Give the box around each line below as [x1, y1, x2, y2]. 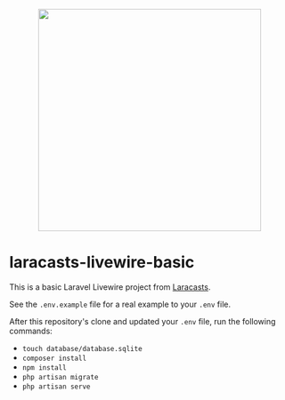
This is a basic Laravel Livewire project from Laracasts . [9, 281, 211, 292]
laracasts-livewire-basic [9, 252, 195, 273]
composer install [21, 354, 87, 363]
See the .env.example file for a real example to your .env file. [9, 299, 232, 309]
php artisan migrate [21, 372, 99, 381]
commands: [9, 325, 53, 336]
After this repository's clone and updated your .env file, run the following [9, 316, 276, 326]
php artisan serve [21, 382, 91, 391]
